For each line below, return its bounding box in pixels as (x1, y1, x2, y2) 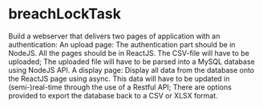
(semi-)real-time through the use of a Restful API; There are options (8, 82, 233, 92)
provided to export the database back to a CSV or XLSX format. (8, 90, 218, 100)
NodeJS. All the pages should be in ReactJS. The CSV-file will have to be (8, 48, 250, 58)
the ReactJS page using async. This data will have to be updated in (8, 74, 230, 83)
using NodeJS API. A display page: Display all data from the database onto (8, 65, 255, 74)
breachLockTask (8, 5, 122, 23)
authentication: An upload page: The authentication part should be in (8, 39, 236, 49)
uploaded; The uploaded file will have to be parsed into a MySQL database (8, 57, 255, 66)
